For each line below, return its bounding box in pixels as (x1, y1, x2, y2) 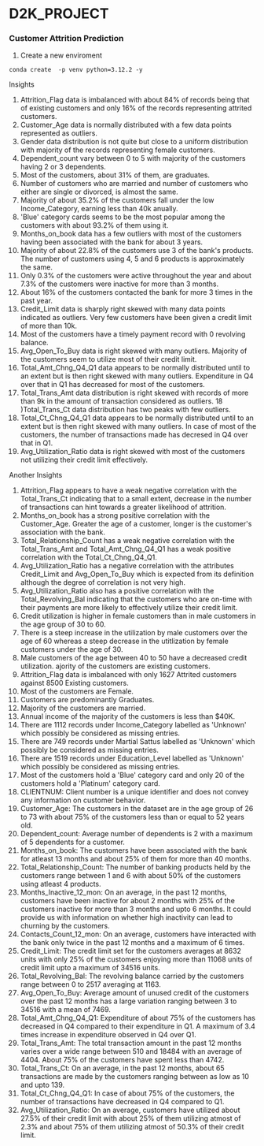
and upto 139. (20, 1081, 65, 1090)
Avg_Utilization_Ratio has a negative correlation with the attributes (20, 561, 234, 571)
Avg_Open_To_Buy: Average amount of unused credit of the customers (20, 988, 250, 998)
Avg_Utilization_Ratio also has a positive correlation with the (20, 586, 214, 596)
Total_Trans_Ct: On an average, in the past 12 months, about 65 (20, 1063, 225, 1073)
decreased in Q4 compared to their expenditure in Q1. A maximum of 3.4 (20, 1021, 256, 1031)
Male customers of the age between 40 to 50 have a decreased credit (20, 653, 247, 663)
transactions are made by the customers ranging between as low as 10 (20, 1072, 250, 1081)
